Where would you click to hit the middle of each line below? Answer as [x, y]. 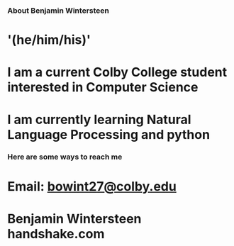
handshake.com [56, 234]
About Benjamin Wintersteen [58, 11]
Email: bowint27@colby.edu [92, 186]
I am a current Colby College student [117, 72]
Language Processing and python [109, 135]
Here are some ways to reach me [65, 157]
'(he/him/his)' [49, 40]
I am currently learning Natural [99, 120]
